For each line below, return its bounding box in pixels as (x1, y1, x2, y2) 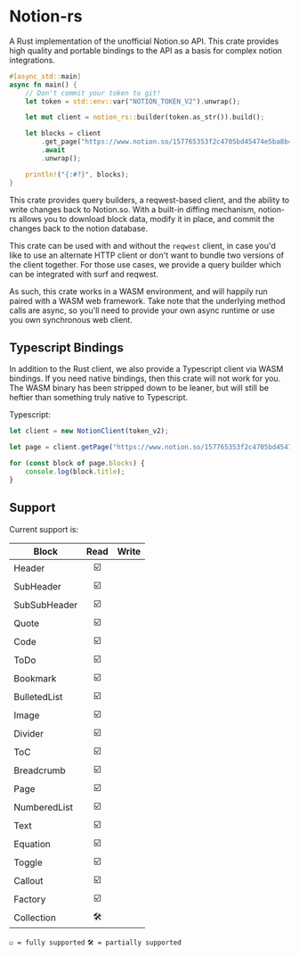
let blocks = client (25, 129, 101, 138)
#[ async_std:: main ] (9, 71, 82, 81)
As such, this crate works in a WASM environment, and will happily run (9, 285, 269, 296)
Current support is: (9, 523, 79, 534)
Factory (13, 894, 46, 906)
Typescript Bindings (9, 340, 125, 355)
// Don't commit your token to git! (25, 88, 162, 97)
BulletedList (13, 691, 63, 704)
